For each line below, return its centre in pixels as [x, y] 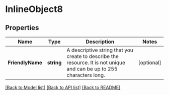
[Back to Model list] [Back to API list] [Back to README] [63, 87]
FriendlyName [25, 62]
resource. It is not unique [96, 62]
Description [100, 42]
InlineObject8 [34, 9]
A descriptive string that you [100, 50]
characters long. [86, 75]
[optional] [150, 62]
